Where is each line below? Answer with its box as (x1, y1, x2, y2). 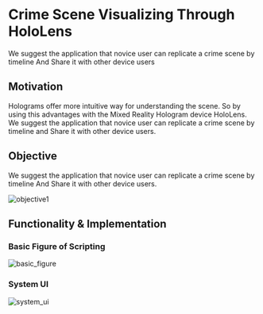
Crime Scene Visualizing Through (8, 6, 235, 24)
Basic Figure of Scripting (8, 240, 106, 251)
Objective (8, 149, 58, 163)
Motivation (8, 80, 64, 94)
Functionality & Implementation (8, 216, 167, 231)
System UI (8, 279, 49, 290)
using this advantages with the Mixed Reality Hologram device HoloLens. (8, 109, 248, 119)
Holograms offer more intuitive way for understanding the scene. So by (8, 101, 241, 110)
